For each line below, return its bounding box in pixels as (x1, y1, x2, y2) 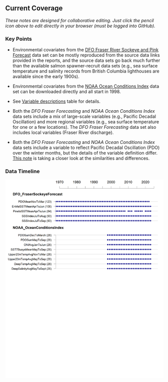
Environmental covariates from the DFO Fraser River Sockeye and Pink (12, 47, 159, 53)
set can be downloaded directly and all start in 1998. (12, 89, 121, 95)
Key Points (5, 35, 32, 42)
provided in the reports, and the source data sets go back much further (12, 57, 160, 63)
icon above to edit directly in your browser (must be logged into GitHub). (5, 23, 156, 29)
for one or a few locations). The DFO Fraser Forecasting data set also (12, 124, 156, 130)
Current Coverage (5, 4, 63, 13)
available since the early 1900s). (12, 73, 79, 80)
